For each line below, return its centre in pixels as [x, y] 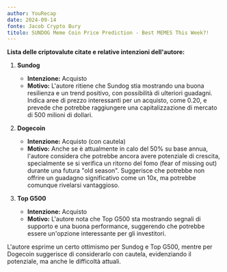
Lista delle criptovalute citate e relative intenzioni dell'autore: [96, 52]
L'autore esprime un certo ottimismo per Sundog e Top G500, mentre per [110, 247]
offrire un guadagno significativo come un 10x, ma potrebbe [111, 178]
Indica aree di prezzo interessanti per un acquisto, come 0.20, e [117, 101]
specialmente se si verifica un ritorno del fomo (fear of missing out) [122, 163]
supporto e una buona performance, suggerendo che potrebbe [116, 226]
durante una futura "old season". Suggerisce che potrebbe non [116, 171]
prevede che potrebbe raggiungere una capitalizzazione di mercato [122, 108]
